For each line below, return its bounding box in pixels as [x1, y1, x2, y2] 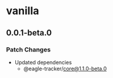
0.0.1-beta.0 [6, 28, 52, 38]
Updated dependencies [14, 58, 72, 66]
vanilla [6, 4, 39, 18]
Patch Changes [6, 45, 51, 54]
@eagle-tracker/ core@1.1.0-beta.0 [23, 65, 107, 72]
